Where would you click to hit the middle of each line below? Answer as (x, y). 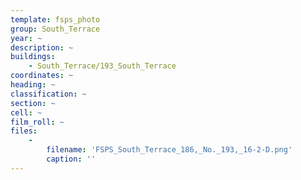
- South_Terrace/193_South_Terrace (102, 66)
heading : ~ (33, 85)
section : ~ (33, 103)
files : (24, 131)
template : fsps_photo (55, 19)
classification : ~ (48, 94)
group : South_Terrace (55, 29)
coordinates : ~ (42, 76)
